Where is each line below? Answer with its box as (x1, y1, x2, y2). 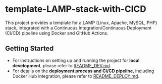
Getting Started (5, 44, 54, 53)
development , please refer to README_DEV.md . (12, 62, 111, 68)
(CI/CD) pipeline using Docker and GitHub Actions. (5, 30, 108, 36)
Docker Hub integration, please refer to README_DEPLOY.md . (12, 73, 140, 79)
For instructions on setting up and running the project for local (12, 57, 140, 63)
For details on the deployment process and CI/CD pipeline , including (12, 68, 155, 74)
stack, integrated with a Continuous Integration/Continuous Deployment (5, 25, 152, 30)
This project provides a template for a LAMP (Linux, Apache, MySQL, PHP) (5, 20, 158, 26)
